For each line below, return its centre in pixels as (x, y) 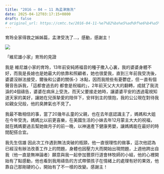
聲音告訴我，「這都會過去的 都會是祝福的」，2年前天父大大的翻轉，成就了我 (80, 86)
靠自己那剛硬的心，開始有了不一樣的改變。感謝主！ (56, 167)
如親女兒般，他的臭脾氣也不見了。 (39, 104)
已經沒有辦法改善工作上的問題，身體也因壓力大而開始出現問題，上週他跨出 (80, 149)
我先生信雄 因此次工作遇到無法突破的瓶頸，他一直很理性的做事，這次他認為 (81, 143)
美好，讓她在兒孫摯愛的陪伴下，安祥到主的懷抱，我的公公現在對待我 (90, 98)
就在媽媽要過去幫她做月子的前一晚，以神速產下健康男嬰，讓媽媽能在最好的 (80, 126)
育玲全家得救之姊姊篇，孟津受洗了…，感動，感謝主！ (58, 37)
